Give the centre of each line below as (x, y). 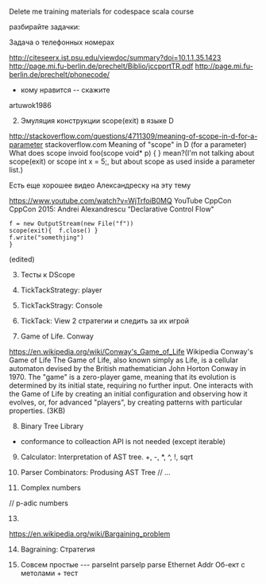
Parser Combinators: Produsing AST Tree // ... (96, 472)
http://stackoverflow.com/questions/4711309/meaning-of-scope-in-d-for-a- (133, 136)
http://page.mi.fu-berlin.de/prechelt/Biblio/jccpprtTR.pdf (101, 66)
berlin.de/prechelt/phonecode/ (60, 74)
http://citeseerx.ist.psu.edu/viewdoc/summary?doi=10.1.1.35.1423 (115, 58)
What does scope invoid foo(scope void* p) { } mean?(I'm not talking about (132, 153)
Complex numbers (51, 487)
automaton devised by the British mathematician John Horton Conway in (127, 368)
